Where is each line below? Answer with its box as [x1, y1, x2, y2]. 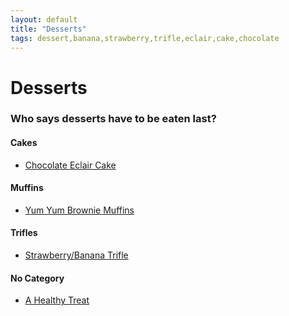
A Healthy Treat [24, 294, 90, 306]
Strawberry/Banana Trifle [24, 249, 129, 261]
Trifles [10, 227, 38, 239]
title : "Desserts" [10, 24, 87, 34]
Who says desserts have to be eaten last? [10, 112, 217, 126]
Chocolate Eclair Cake [24, 159, 117, 171]
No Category [10, 272, 65, 284]
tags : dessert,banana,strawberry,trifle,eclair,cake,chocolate [10, 33, 280, 43]
